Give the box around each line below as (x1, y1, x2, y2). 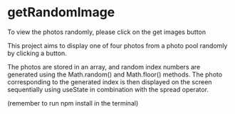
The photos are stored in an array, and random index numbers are (7, 62, 201, 71)
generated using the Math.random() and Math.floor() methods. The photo (7, 70, 223, 79)
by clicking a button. (7, 49, 68, 57)
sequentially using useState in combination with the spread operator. (7, 85, 209, 93)
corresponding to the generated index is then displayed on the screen (7, 77, 212, 86)
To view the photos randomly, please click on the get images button (7, 28, 207, 36)
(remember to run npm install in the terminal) (7, 98, 139, 107)
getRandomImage (7, 4, 115, 21)
